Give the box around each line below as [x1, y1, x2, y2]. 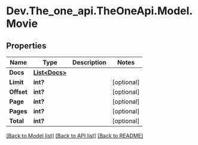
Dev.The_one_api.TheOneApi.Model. [6, 4, 193, 18]
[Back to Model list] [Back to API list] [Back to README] [6, 132, 144, 139]
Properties [6, 41, 47, 51]
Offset [9, 88, 28, 96]
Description [72, 58, 106, 66]
